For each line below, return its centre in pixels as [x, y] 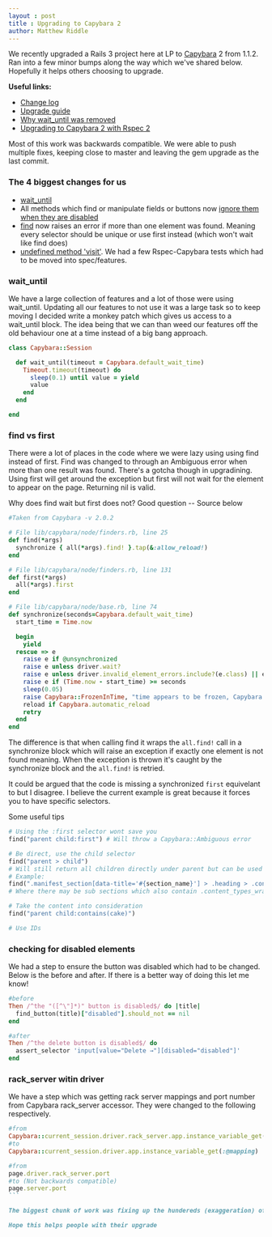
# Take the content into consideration [76, 906]
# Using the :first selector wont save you [83, 832]
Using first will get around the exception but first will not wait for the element [136, 479]
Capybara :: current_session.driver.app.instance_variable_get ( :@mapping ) [134, 1151]
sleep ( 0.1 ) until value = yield [84, 377]
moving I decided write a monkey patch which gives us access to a [120, 316]
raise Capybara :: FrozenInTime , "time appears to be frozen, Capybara [143, 697]
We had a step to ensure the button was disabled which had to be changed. [134, 967]
